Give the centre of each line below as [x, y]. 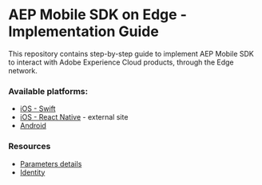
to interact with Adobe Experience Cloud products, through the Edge [121, 62]
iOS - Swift [38, 108]
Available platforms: [48, 91]
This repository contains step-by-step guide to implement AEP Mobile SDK [131, 53]
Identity [32, 172]
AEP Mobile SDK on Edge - [98, 15]
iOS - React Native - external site [74, 117]
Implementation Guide [84, 31]
